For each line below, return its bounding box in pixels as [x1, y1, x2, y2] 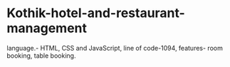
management [6, 20, 87, 36]
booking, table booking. [6, 51, 76, 60]
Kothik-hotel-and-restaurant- [6, 5, 186, 21]
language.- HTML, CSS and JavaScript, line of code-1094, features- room [6, 43, 224, 52]
